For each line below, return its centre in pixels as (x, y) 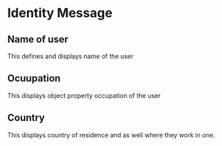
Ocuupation (34, 78)
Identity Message (60, 13)
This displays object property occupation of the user (84, 95)
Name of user (38, 39)
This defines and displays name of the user (70, 56)
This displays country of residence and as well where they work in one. (111, 135)
